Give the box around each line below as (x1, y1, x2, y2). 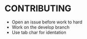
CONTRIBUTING (4, 3, 72, 14)
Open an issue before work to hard (11, 19, 83, 25)
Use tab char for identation (11, 29, 66, 35)
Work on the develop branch (11, 24, 70, 30)
